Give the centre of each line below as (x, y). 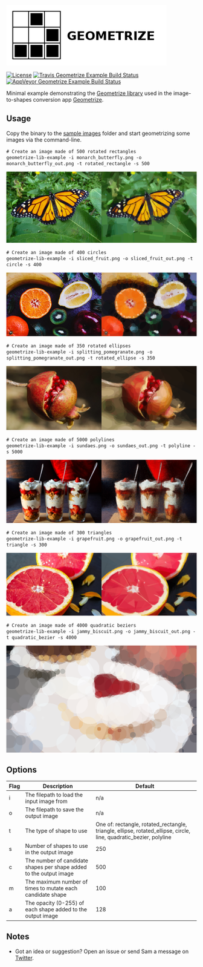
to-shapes (19, 100)
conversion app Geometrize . (68, 100)
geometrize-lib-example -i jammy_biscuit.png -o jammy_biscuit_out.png (98, 631)
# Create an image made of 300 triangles (59, 533)
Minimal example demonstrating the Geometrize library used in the (89, 93)
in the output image (49, 852)
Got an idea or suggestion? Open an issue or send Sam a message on (102, 951)
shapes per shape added (56, 867)
